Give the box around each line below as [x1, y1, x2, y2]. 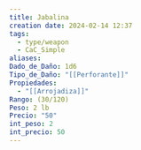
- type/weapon [17, 37, 69, 47]
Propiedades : [9, 79, 58, 87]
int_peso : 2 [9, 120, 53, 129]
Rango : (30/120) [9, 94, 69, 104]
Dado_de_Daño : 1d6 [9, 63, 77, 71]
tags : [9, 29, 29, 38]
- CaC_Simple [17, 46, 66, 55]
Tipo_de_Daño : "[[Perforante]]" [9, 71, 129, 79]
